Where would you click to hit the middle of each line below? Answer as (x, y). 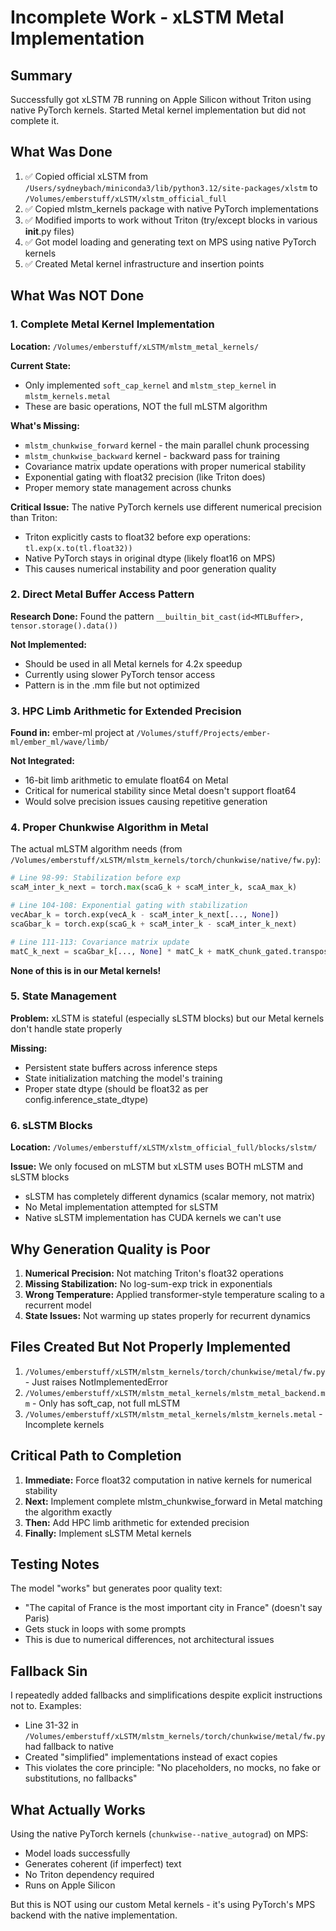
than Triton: (34, 517)
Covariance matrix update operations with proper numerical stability (165, 466)
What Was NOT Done (77, 296)
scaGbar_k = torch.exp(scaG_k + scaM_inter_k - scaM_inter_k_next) (154, 924)
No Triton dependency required (89, 1874)
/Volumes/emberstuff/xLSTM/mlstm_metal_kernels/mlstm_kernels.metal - (173, 1413)
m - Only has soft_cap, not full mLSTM (102, 1403)
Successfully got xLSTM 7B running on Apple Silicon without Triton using (161, 99)
